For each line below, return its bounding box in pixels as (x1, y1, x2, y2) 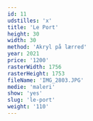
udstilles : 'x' (7, 17, 53, 24)
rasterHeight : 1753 (7, 70, 65, 77)
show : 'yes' (7, 90, 43, 97)
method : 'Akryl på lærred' (7, 43, 87, 51)
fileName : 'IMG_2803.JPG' (7, 76, 84, 84)
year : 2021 (7, 51, 40, 58)
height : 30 (7, 30, 40, 38)
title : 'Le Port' (7, 23, 59, 31)
